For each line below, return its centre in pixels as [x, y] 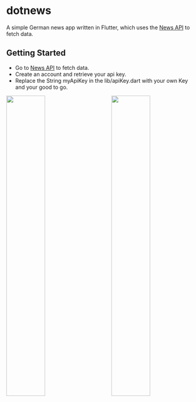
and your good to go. [41, 87]
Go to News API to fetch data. [52, 68]
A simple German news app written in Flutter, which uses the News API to [98, 27]
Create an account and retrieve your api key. [70, 74]
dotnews [29, 11]
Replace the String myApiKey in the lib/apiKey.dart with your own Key [101, 80]
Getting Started [36, 53]
